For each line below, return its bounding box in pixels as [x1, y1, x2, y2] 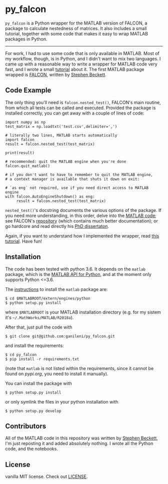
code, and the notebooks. [5, 446, 58, 452]
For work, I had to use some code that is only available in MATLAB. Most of [5, 50, 160, 56]
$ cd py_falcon [5, 352, 37, 357]
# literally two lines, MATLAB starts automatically [5, 132, 117, 138]
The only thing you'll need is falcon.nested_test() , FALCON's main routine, [5, 99, 161, 105]
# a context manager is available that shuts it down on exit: [5, 176, 140, 181]
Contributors [5, 421, 46, 430]
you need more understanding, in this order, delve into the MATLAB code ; [5, 212, 156, 218]
